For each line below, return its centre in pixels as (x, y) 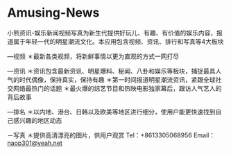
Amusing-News (53, 13)
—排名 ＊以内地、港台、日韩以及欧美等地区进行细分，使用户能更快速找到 (111, 112)
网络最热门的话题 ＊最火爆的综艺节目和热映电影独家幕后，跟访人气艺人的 (117, 88)
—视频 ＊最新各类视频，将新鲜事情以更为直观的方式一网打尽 (93, 56)
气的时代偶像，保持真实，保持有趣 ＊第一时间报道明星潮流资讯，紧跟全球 (111, 79)
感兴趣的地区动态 (37, 120)
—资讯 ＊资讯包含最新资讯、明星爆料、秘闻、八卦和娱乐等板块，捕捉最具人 (114, 71)
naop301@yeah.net (35, 143)
